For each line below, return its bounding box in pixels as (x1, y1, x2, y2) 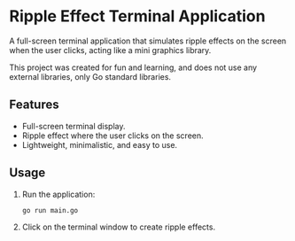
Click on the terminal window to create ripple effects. (21, 222, 215, 232)
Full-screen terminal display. (21, 120, 126, 131)
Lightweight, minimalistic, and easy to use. (21, 139, 178, 150)
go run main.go (21, 206, 79, 214)
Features (9, 97, 59, 113)
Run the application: (21, 189, 96, 199)
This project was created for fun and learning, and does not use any (9, 62, 258, 73)
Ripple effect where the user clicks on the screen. (21, 130, 204, 141)
